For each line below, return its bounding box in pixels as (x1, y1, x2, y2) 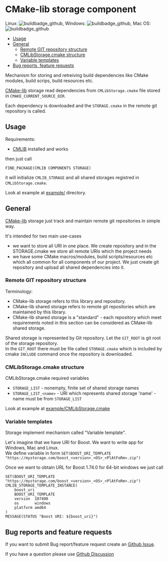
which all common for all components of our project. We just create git (12, 259, 159, 265)
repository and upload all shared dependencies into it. (12, 264, 125, 270)
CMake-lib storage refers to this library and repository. (12, 298, 126, 304)
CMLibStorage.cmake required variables (5, 375, 89, 381)
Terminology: (5, 288, 33, 294)
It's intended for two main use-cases (5, 233, 82, 239)
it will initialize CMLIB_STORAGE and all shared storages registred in (5, 174, 140, 180)
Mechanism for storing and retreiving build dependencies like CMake (5, 72, 149, 78)
